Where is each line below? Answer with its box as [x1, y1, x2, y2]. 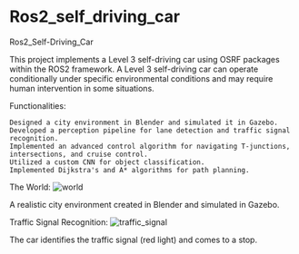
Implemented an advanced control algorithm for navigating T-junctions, [9, 142, 291, 151]
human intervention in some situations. [9, 83, 154, 93]
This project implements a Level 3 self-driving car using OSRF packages [9, 54, 280, 64]
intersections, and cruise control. [9, 150, 148, 159]
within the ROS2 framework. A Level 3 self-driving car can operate [9, 63, 259, 74]
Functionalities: [9, 100, 66, 111]
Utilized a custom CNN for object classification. [9, 157, 205, 167]
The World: [9, 181, 52, 192]
